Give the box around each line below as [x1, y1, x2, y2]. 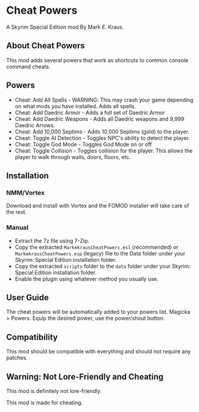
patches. [6, 354, 28, 362]
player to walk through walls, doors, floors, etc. [14, 153, 131, 160]
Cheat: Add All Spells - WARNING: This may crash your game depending [14, 96, 194, 103]
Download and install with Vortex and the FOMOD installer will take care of [6, 202, 189, 209]
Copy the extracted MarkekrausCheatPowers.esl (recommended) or [14, 243, 179, 251]
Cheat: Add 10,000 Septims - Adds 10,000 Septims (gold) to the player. [14, 128, 189, 135]
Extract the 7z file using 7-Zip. [14, 237, 90, 244]
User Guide [6, 292, 49, 303]
